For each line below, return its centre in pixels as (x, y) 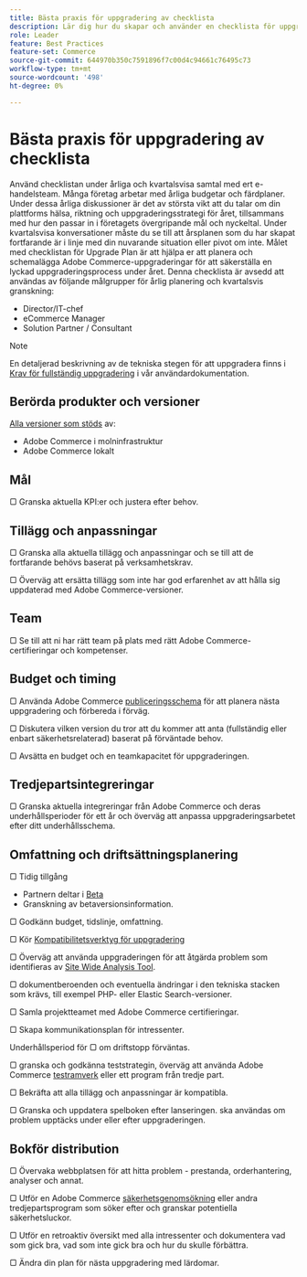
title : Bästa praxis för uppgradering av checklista (112, 18)
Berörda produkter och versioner (105, 402)
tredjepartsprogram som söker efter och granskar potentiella (123, 1208)
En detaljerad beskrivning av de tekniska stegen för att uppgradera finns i (148, 363)
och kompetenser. (95, 650)
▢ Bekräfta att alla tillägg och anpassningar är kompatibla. (119, 1092)
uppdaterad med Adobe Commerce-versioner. (97, 590)
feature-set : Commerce (53, 52)
